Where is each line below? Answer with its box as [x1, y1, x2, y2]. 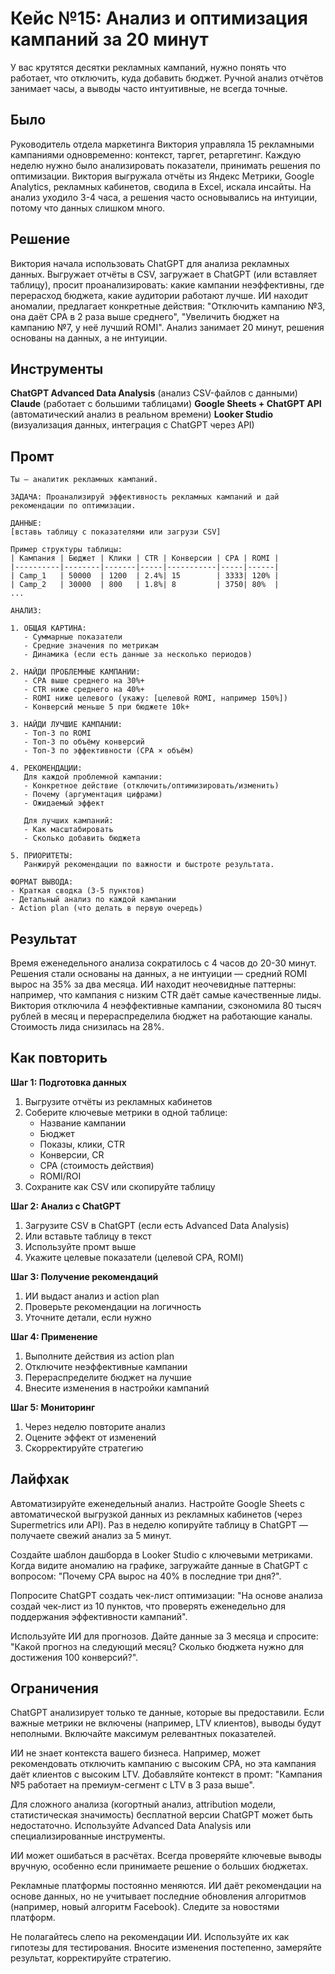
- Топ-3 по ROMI [23, 728, 92, 739]
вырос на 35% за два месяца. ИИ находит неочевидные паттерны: [10, 978, 297, 990]
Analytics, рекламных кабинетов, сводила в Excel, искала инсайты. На [10, 180, 312, 192]
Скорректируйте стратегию [24, 1442, 144, 1454]
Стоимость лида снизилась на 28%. [10, 1021, 165, 1032]
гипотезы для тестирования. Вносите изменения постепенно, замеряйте [10, 1942, 322, 1954]
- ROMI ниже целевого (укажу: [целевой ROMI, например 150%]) [23, 693, 288, 704]
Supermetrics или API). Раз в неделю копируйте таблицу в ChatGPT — [10, 1518, 308, 1531]
